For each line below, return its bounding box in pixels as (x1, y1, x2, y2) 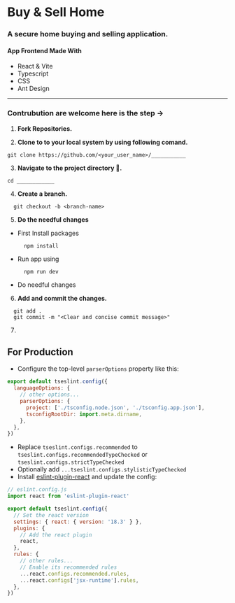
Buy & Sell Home (7, 4, 105, 20)
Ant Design (17, 85, 50, 93)
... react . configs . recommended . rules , (20, 570, 130, 577)
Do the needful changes (17, 215, 89, 224)
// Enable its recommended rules (20, 564, 117, 571)
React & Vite (17, 62, 53, 71)
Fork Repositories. (17, 124, 72, 133)
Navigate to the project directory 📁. (17, 164, 122, 172)
